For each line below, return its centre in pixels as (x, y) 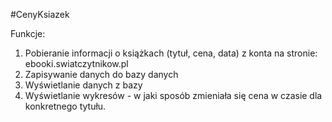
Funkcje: (28, 33)
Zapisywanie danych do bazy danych (101, 74)
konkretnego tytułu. (65, 106)
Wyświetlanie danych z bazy (83, 85)
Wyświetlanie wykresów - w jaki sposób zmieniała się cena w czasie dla (173, 95)
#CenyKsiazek (40, 14)
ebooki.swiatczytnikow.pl (76, 63)
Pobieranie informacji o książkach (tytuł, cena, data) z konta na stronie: (171, 53)
